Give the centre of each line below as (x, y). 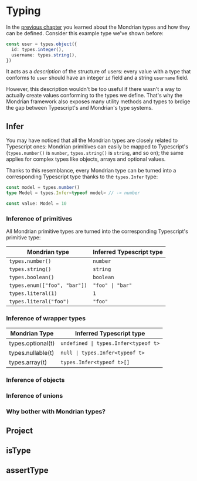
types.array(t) (28, 363)
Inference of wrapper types (46, 319)
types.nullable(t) (32, 353)
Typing (23, 11)
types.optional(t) (32, 343)
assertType (27, 470)
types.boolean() (32, 277)
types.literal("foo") (39, 302)
